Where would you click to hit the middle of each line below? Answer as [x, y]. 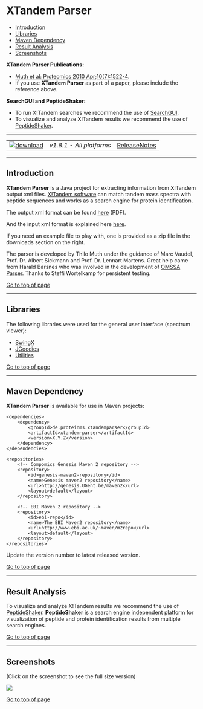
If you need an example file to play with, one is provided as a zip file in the [98, 236]
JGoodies [27, 349]
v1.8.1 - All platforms [80, 145]
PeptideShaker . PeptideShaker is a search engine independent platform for [100, 613]
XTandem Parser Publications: [45, 65]
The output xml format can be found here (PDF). [66, 212]
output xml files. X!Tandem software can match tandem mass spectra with [99, 194]
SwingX [25, 342]
